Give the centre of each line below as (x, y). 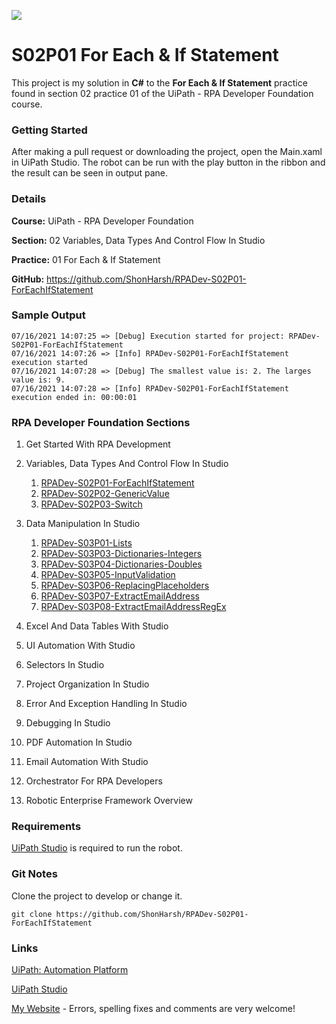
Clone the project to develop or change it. (97, 896)
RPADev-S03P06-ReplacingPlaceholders (125, 586)
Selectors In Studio (65, 665)
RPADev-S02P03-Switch (91, 504)
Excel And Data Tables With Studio (97, 626)
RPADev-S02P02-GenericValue (105, 494)
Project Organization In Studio (87, 684)
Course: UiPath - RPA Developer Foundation (102, 221)
